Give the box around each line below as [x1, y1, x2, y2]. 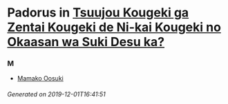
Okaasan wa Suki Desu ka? [7, 34, 164, 50]
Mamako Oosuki [17, 74, 64, 83]
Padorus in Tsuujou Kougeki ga [7, 5, 189, 21]
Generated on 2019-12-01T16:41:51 [7, 90, 106, 98]
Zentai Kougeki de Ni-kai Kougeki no [7, 19, 221, 35]
